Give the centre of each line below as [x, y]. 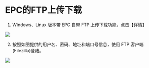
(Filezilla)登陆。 [28, 50]
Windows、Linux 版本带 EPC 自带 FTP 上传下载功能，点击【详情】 [79, 25]
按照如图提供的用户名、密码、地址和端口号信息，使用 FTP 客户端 [78, 44]
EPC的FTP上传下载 [44, 10]
